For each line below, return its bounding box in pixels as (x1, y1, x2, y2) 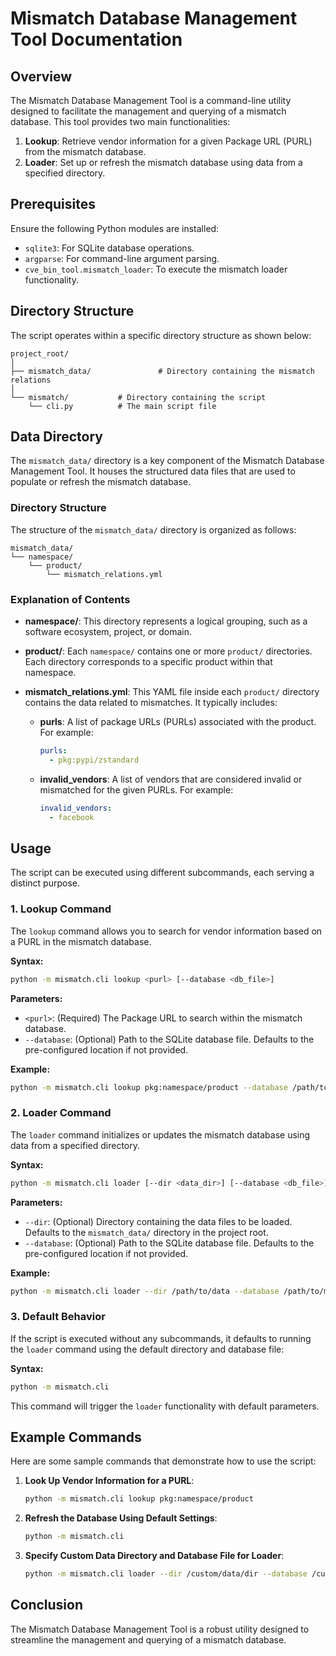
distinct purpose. (10, 877, 81, 889)
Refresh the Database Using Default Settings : (24, 1512, 218, 1524)
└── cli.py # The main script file (28, 401, 217, 411)
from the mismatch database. (24, 146, 147, 157)
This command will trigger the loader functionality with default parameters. (10, 1400, 320, 1412)
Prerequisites (10, 196, 96, 213)
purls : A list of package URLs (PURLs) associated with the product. (39, 716, 317, 728)
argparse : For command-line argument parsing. (24, 252, 220, 264)
